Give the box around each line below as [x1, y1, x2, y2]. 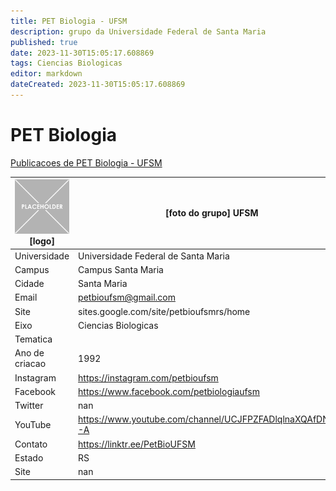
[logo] [29, 235, 55, 247]
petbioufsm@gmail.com [78, 291, 176, 304]
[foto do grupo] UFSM [165, 207, 259, 219]
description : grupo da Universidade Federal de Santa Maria [10, 26, 267, 37]
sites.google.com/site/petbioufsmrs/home [78, 305, 251, 317]
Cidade [14, 278, 45, 290]
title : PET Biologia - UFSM [10, 16, 128, 26]
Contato [14, 438, 48, 450]
